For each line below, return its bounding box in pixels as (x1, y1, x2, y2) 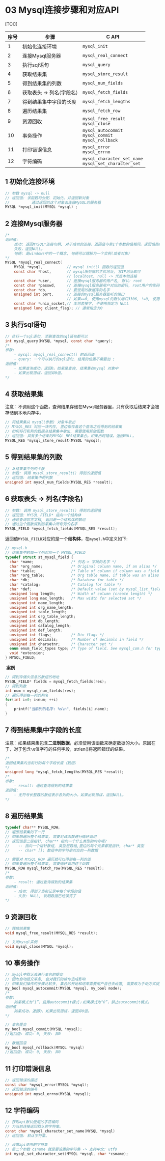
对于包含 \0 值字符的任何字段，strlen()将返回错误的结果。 (13, 746, 128, 752)
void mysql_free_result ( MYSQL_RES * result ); (5, 931, 98, 935)
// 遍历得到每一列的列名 (5, 693, 49, 698)
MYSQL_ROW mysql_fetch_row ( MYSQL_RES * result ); (5, 866, 105, 871)
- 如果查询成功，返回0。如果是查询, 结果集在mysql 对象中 (14, 366, 119, 371)
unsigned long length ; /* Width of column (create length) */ (9, 591, 153, 596)
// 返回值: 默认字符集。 (5, 1133, 49, 1138)
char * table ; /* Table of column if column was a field (9, 568, 160, 573)
